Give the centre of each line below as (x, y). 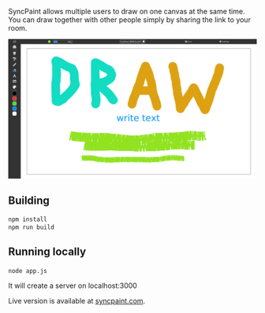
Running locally (47, 251)
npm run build (32, 227)
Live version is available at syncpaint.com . (77, 301)
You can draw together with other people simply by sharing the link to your (129, 20)
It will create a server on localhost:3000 (73, 285)
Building (29, 200)
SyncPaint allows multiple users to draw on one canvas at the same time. (127, 11)
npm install (28, 219)
